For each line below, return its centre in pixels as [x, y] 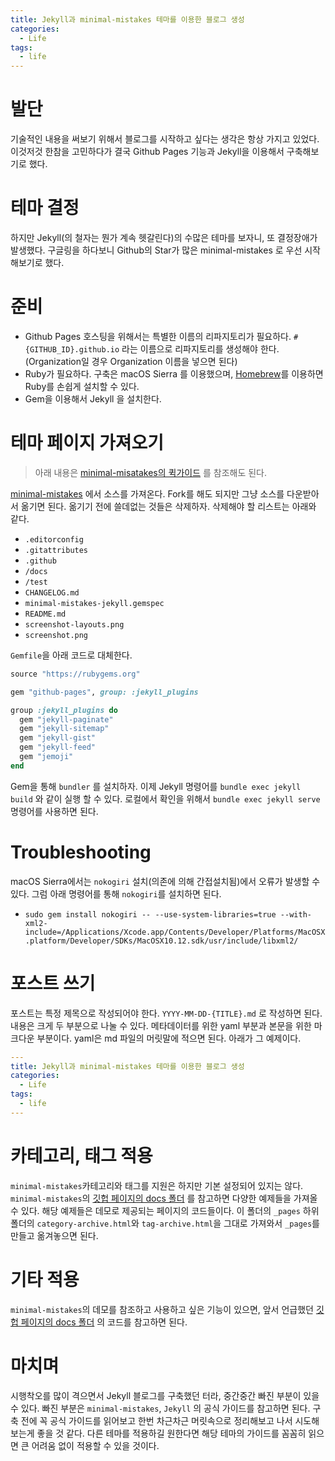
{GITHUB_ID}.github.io [72, 349]
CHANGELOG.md [52, 592]
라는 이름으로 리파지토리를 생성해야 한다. [200, 348]
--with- [295, 914]
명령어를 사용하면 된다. [54, 811]
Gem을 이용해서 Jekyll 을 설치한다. [93, 398]
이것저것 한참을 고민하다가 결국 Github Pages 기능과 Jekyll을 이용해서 [147, 152]
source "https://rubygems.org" [75, 674]
